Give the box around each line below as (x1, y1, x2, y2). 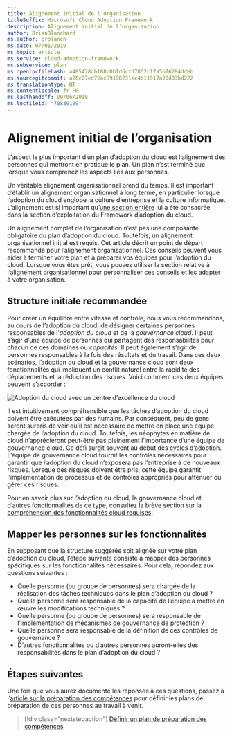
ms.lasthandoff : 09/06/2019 (7, 94, 89, 101)
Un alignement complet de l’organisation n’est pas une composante (7, 224, 199, 232)
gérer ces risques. (7, 480, 60, 489)
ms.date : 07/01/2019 (7, 42, 67, 49)
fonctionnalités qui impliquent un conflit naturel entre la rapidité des (7, 365, 200, 374)
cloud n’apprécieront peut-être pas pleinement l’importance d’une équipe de (7, 436, 225, 444)
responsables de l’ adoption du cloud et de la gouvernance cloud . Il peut (7, 328, 213, 336)
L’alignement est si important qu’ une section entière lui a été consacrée (7, 203, 211, 211)
